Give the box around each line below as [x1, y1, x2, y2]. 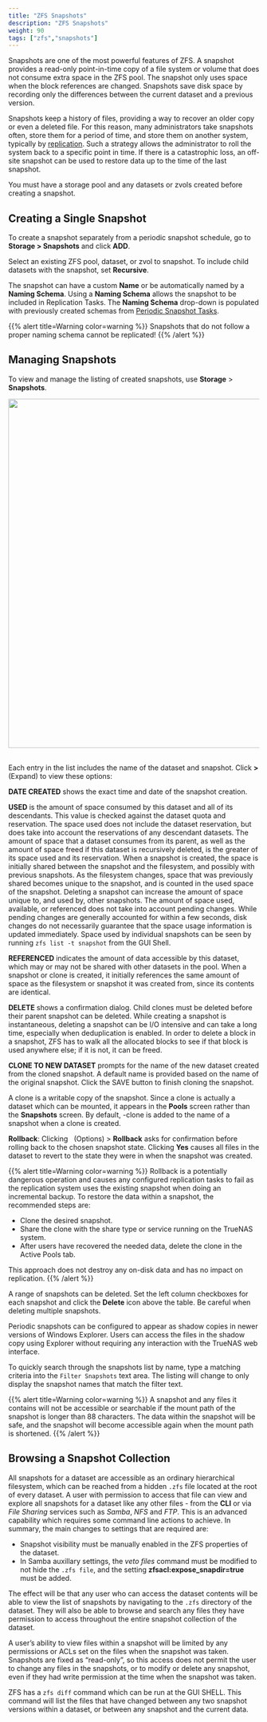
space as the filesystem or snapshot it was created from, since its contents [8, 978, 255, 988]
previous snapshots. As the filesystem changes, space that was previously [8, 870, 253, 879]
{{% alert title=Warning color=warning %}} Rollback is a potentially [8, 1166, 228, 1175]
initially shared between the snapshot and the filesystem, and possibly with [8, 861, 255, 871]
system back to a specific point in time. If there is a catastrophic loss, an [8, 148, 245, 157]
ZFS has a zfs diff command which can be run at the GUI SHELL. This [8, 1687, 241, 1696]
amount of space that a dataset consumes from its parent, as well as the [8, 835, 245, 846]
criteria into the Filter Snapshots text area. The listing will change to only [8, 1370, 249, 1380]
